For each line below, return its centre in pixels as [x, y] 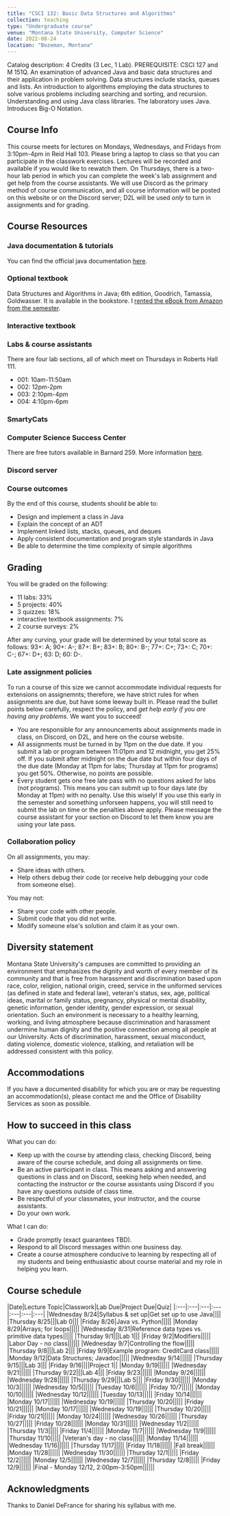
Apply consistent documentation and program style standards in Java [115, 539]
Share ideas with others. [51, 870]
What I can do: [28, 1227]
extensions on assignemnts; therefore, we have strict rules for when [103, 694]
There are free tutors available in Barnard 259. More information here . [105, 452]
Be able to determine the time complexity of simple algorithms [105, 546]
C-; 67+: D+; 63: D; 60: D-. [45, 655]
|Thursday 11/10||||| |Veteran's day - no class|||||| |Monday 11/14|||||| [103, 1438]
